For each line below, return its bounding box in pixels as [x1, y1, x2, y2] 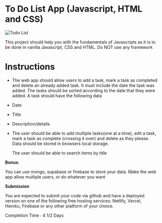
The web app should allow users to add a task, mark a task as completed [12, 77, 158, 83]
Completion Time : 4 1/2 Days [5, 212, 64, 218]
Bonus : [5, 159, 20, 165]
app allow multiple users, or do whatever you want [5, 174, 105, 180]
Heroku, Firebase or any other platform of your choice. [5, 203, 114, 209]
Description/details [12, 121, 50, 127]
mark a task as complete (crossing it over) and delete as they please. [12, 135, 150, 141]
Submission [5, 183, 30, 189]
